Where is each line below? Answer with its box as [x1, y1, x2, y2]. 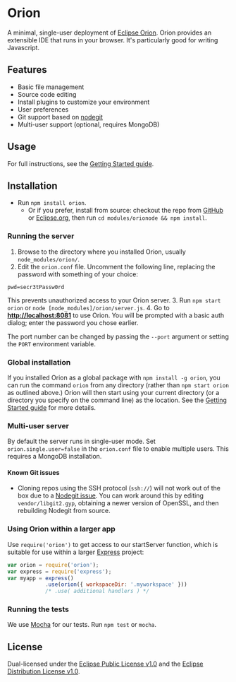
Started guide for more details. [7, 403, 97, 411]
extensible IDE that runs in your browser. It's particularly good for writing [7, 35, 218, 44]
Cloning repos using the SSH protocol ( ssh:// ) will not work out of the [17, 484, 221, 493]
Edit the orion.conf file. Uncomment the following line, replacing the [17, 262, 216, 271]
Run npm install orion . [17, 199, 87, 207]
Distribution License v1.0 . [7, 667, 80, 676]
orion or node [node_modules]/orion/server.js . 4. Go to [7, 303, 170, 312]
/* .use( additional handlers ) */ [44, 588, 150, 595]
